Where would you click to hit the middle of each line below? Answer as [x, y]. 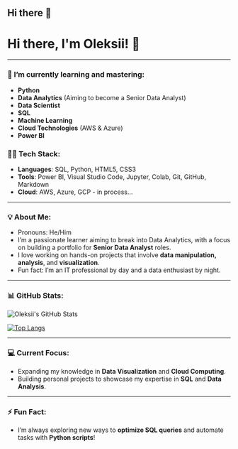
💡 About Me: [29, 217]
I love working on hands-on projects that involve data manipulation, [117, 255]
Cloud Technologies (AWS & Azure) [70, 128]
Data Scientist [39, 105]
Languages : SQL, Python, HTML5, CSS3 [77, 169]
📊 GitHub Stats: [35, 296]
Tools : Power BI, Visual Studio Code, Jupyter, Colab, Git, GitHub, [112, 177]
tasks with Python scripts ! [56, 438]
